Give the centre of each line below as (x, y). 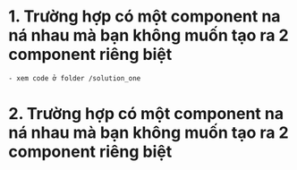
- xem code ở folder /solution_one (75, 78)
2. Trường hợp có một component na (146, 114)
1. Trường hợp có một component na (144, 17)
